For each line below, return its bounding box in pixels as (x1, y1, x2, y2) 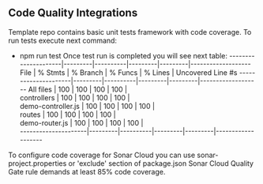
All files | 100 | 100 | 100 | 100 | (28, 84, 128, 94)
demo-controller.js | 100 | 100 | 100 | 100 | (19, 101, 156, 111)
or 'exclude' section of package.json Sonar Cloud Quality (68, 158, 254, 168)
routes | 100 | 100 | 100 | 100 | (19, 110, 116, 119)
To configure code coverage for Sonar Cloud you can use (8, 150, 196, 160)
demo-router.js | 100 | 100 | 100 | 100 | (19, 118, 144, 127)
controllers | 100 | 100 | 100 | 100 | (19, 92, 130, 102)
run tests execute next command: (8, 36, 117, 45)
